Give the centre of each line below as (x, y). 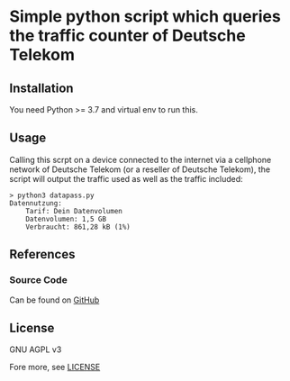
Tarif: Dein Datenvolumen (74, 211)
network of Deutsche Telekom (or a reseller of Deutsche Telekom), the (140, 169)
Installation (41, 88)
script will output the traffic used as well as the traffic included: (126, 178)
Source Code (38, 280)
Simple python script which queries (145, 17)
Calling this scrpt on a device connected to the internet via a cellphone (140, 159)
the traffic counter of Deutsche (127, 36)
